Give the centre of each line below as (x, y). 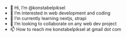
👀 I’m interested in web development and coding (60, 13)
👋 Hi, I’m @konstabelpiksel (38, 8)
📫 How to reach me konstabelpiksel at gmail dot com (66, 29)
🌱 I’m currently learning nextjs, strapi (48, 18)
